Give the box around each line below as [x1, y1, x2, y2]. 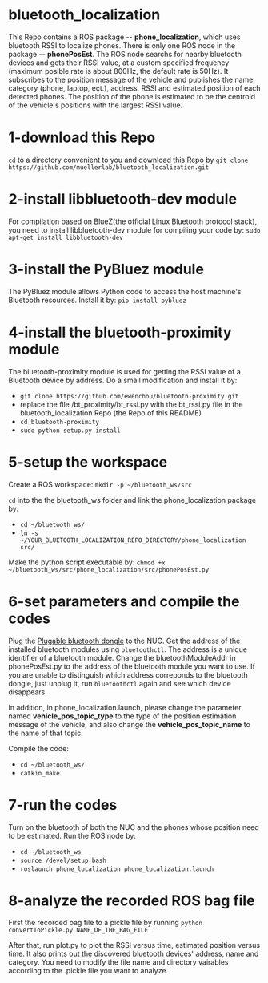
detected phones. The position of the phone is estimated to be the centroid [8, 91, 256, 101]
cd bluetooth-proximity [19, 418, 100, 426]
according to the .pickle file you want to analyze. [8, 966, 169, 976]
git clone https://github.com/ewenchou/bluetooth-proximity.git [19, 392, 239, 400]
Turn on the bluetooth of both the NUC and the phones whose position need [8, 822, 260, 831]
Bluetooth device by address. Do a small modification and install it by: [8, 375, 238, 385]
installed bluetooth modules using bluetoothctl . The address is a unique [8, 644, 248, 654]
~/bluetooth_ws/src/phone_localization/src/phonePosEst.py [8, 565, 210, 574]
